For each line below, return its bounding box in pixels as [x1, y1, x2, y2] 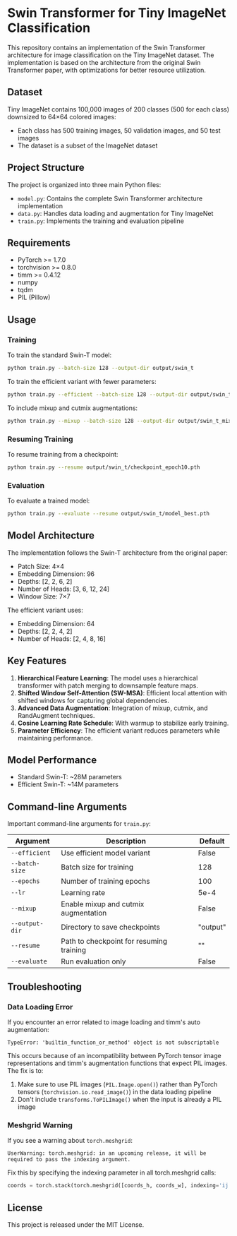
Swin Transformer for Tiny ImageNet [7, 5, 226, 21]
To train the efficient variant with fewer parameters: [7, 377, 157, 385]
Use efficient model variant [61, 848, 150, 858]
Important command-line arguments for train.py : [7, 820, 151, 828]
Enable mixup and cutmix [61, 899, 145, 909]
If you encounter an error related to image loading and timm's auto [7, 1018, 201, 1026]
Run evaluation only [61, 956, 126, 966]
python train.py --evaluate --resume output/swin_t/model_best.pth [7, 510, 210, 517]
